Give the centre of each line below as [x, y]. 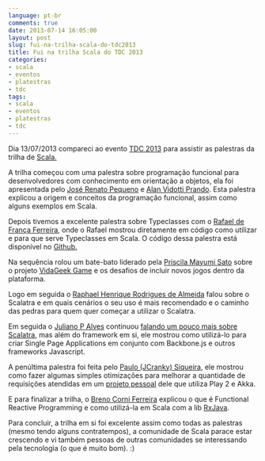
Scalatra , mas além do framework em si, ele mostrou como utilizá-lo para [127, 334]
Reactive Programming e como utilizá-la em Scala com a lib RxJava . [119, 407]
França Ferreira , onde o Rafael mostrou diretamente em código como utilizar [132, 230]
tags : [17, 97]
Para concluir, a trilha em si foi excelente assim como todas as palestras [125, 423]
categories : [28, 60]
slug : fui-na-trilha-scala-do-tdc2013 [72, 45]
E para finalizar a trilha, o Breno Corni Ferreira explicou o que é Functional [129, 399]
